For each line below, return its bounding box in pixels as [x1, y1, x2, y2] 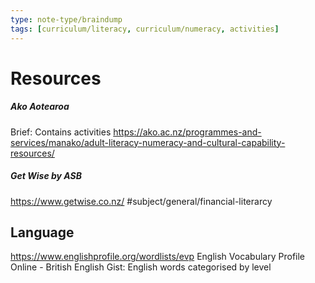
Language [10, 224, 75, 241]
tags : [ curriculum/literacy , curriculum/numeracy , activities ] [10, 24, 280, 34]
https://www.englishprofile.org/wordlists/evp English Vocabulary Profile [10, 251, 306, 263]
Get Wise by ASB [10, 170, 82, 182]
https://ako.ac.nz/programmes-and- [113, 126, 262, 138]
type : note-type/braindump [10, 14, 123, 25]
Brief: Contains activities [10, 126, 112, 138]
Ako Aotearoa [10, 101, 70, 113]
